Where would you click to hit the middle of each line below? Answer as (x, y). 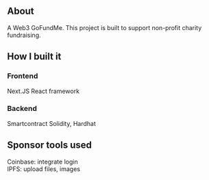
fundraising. (24, 35)
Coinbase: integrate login (42, 162)
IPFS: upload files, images (44, 169)
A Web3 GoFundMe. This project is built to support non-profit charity (104, 27)
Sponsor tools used (50, 145)
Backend (22, 109)
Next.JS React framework (44, 91)
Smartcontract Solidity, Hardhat (51, 123)
